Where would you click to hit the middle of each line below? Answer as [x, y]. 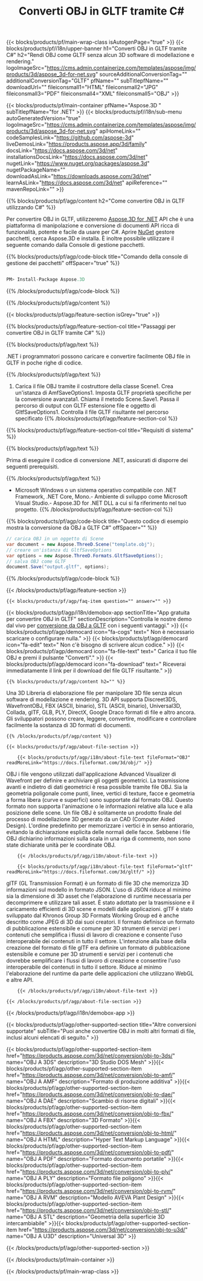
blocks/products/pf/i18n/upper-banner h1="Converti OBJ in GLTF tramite [97, 49]
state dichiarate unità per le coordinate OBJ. [61, 845]
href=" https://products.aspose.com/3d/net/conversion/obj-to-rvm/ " [91, 1191]
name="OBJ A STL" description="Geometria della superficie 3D [85, 1217]
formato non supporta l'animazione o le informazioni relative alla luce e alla [100, 806]
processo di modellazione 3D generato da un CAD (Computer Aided [91, 819]
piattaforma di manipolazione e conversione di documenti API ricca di [93, 226]
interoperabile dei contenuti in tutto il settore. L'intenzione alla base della [96, 941]
